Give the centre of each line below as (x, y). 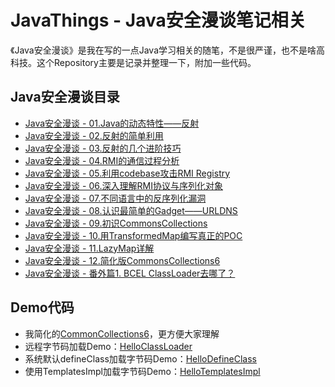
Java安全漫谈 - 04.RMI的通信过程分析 (102, 160)
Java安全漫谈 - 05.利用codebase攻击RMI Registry (127, 173)
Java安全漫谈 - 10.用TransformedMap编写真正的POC (133, 235)
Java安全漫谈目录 (65, 97)
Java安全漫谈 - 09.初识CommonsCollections (116, 223)
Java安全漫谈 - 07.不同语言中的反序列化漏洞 (115, 198)
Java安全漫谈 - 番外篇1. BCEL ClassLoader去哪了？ (130, 273)
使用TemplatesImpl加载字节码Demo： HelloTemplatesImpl (142, 371)
